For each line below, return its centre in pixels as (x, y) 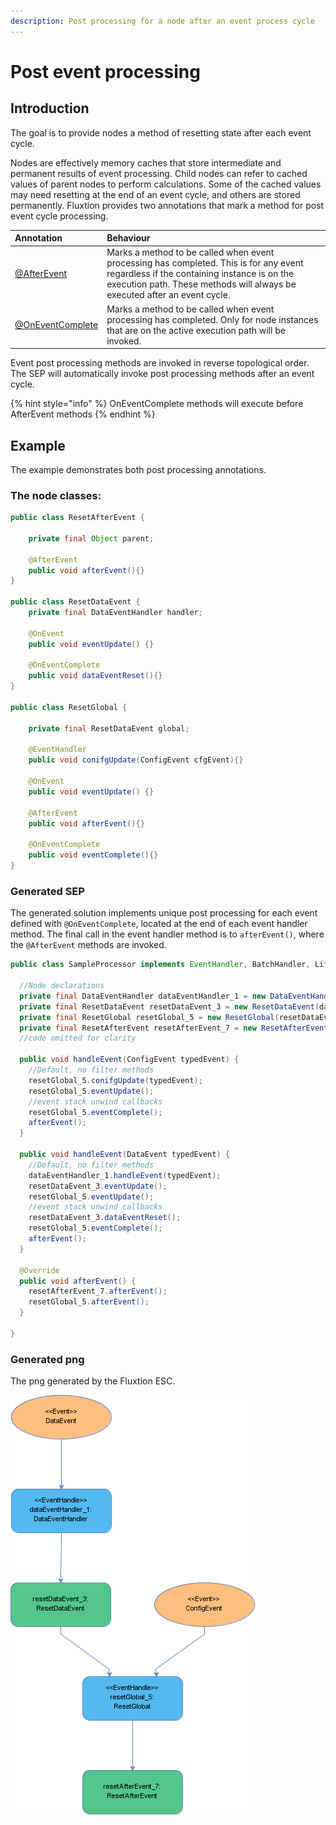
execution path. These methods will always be (201, 284)
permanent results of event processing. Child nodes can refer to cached (159, 173)
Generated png (47, 1359)
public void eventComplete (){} (93, 855)
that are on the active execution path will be (196, 330)
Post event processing (105, 71)
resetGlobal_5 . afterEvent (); (89, 1302)
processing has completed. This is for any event (205, 263)
